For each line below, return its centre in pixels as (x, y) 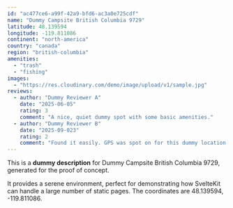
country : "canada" (34, 46)
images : (18, 78)
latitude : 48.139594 (37, 26)
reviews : (20, 91)
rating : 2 (34, 136)
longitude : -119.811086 (42, 33)
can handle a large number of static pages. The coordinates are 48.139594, (115, 191)
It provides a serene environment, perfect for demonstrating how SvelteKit (114, 184)
